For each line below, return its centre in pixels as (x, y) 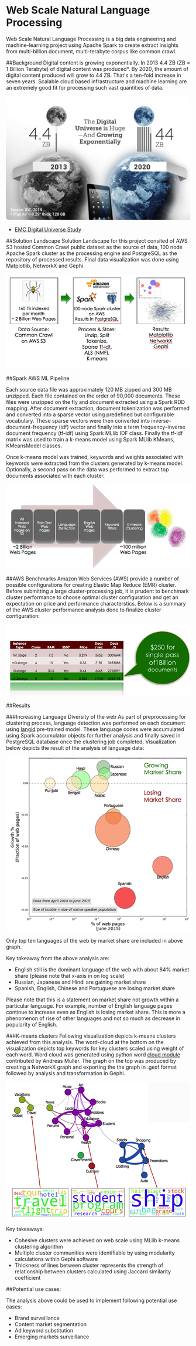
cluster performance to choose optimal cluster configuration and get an (92, 597)
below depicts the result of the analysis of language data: (75, 748)
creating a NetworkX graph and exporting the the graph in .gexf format (92, 1067)
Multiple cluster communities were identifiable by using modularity (95, 1253)
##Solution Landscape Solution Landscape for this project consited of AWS (97, 240)
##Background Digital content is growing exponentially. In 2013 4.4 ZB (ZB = (98, 63)
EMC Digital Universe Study (48, 229)
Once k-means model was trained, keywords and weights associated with (95, 457)
